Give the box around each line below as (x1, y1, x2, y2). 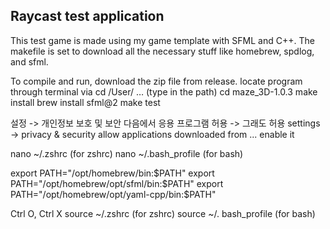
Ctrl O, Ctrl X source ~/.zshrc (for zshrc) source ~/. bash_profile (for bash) (10, 207, 316, 219)
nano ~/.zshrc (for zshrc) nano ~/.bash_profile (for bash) (10, 147, 244, 159)
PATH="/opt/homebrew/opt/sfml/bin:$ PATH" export (10, 177, 224, 189)
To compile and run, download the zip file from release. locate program (10, 75, 303, 87)
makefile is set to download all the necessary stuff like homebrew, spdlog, (10, 45, 315, 57)
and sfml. (10, 55, 49, 68)
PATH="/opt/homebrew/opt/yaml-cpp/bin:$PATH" (10, 188, 217, 200)
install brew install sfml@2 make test (10, 96, 161, 108)
